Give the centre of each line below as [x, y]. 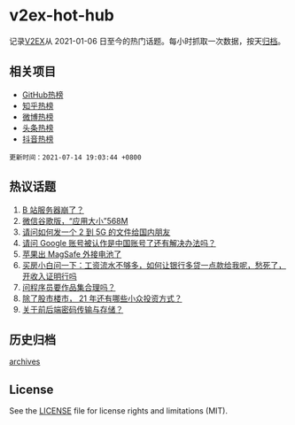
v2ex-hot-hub [62, 15]
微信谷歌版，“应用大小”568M [75, 220]
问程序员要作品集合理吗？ [69, 287]
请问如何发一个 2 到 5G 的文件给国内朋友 [96, 232]
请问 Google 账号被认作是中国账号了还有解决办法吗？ [119, 243]
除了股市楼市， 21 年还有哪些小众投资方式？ [102, 298]
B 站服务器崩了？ [53, 210]
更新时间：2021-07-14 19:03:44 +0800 [75, 157]
